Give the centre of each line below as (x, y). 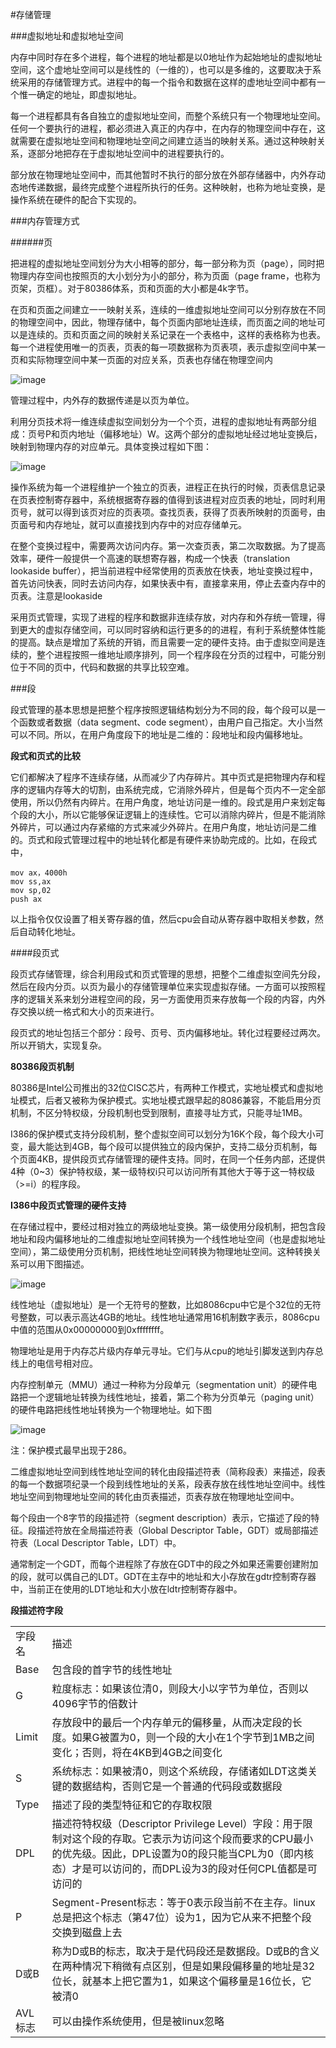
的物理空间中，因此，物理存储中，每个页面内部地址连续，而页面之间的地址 (163, 322)
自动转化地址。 (49, 931)
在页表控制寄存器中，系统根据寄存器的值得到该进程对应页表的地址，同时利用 (168, 499)
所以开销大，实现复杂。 (58, 1045)
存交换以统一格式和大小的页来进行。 (85, 1011)
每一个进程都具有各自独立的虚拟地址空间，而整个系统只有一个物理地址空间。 (168, 116)
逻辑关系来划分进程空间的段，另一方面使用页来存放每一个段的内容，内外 (176, 999)
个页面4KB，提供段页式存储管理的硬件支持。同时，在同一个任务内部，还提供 (168, 1159)
